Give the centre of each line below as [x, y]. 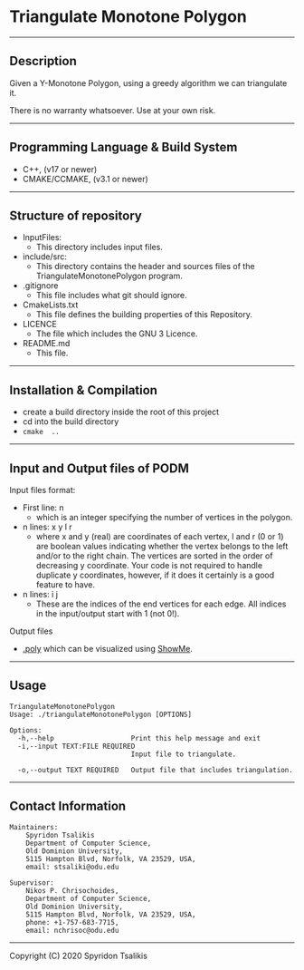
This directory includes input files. [99, 247]
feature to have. [66, 585]
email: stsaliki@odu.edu [72, 867]
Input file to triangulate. [184, 754]
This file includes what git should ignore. [111, 296]
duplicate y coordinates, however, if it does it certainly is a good [155, 575]
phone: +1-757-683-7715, [72, 922]
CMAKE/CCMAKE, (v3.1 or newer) [85, 179]
